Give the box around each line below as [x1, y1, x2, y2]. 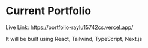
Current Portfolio [5, 4, 91, 18]
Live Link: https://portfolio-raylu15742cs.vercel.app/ [5, 24, 134, 31]
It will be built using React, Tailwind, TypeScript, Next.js [5, 35, 143, 42]
